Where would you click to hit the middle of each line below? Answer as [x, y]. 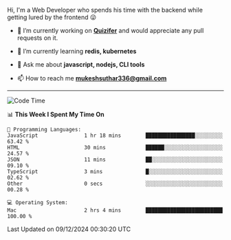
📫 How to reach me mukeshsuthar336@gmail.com [92, 78]
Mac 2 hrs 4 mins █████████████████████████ [115, 210]
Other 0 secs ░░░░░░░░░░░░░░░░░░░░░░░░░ [115, 184]
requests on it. [37, 38]
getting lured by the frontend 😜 [52, 17]
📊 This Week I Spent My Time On [56, 114]
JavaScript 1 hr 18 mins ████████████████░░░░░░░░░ [115, 135]
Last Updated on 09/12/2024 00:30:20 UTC [69, 229]
